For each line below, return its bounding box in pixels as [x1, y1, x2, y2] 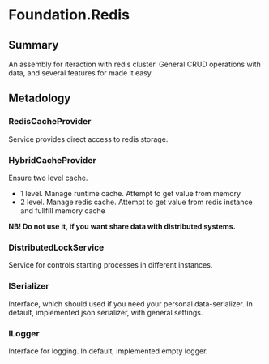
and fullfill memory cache [19, 205, 105, 216]
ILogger [8, 328, 40, 339]
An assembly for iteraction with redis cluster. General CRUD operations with [8, 59, 262, 69]
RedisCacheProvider [8, 116, 92, 127]
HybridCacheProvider [8, 154, 96, 165]
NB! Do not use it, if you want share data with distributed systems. [8, 221, 237, 231]
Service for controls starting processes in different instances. [8, 260, 213, 270]
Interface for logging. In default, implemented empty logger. [8, 346, 208, 356]
